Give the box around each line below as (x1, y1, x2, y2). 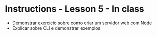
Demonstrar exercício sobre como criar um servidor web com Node (12, 20, 152, 26)
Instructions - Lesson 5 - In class (5, 3, 144, 15)
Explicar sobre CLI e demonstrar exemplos (12, 25, 101, 31)
